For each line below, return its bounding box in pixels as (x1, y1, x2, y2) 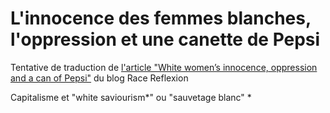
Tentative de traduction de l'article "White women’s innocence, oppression (10, 61, 318, 73)
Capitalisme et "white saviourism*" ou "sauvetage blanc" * (10, 91, 252, 103)
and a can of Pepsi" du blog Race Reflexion (10, 72, 189, 84)
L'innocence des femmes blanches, (10, 7, 312, 30)
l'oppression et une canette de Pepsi (10, 28, 321, 51)
